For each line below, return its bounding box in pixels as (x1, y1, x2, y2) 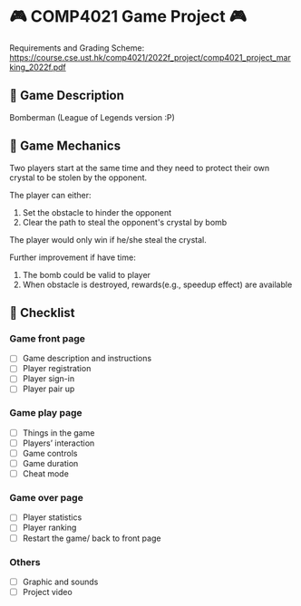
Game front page (9, 332, 86, 344)
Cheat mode (22, 468, 70, 479)
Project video (22, 586, 73, 597)
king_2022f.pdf (9, 62, 66, 72)
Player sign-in (22, 373, 75, 384)
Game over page (9, 492, 83, 505)
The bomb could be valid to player (22, 269, 151, 280)
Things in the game (22, 427, 95, 438)
